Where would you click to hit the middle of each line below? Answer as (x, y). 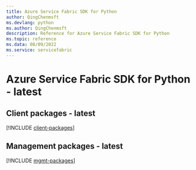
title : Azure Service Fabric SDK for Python (62, 12)
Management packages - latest (65, 146)
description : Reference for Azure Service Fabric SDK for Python (88, 34)
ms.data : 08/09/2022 (31, 45)
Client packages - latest (51, 114)
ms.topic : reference (31, 39)
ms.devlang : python (30, 22)
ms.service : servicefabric (39, 50)
